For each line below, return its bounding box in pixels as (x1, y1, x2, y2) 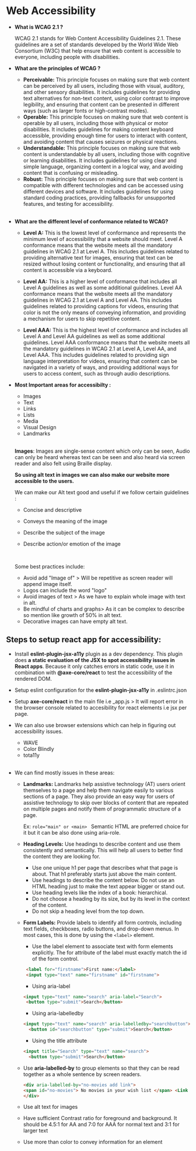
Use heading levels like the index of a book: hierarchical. (32, 889, 168, 896)
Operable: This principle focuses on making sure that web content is (23, 113, 188, 120)
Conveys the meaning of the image (23, 518, 108, 525)
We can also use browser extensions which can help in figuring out (14, 721, 176, 729)
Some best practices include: (14, 563, 85, 570)
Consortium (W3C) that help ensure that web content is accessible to (14, 47, 181, 54)
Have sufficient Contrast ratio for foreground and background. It (23, 1115, 177, 1122)
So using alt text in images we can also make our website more (14, 471, 170, 478)
